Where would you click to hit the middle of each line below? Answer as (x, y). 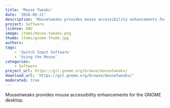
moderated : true (22, 80)
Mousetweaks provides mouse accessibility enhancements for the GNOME (83, 94)
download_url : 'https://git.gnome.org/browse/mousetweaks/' (70, 76)
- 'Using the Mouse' (36, 57)
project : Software (25, 24)
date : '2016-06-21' (26, 15)
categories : (18, 62)
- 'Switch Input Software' (43, 52)
